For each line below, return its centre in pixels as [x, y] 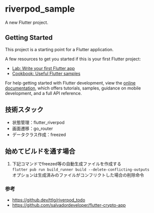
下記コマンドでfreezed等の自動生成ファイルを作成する [67, 164]
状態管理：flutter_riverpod [38, 122]
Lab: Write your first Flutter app [43, 68]
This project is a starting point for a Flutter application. [59, 49]
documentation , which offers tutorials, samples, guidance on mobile [73, 88]
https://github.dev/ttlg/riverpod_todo [49, 200]
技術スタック [24, 110]
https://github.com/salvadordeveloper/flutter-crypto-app [69, 205]
